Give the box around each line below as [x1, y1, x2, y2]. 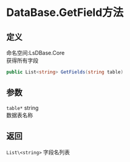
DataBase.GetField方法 [6, 6, 124, 20]
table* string [6, 104, 39, 111]
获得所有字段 [6, 57, 38, 64]
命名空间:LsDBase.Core [6, 50, 65, 56]
